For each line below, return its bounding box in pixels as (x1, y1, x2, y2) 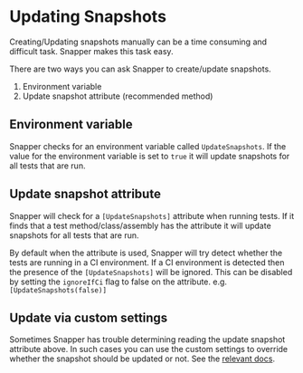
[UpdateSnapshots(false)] (9, 285, 107, 295)
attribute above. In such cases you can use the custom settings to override (9, 344, 289, 355)
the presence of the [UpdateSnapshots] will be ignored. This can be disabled (9, 266, 293, 277)
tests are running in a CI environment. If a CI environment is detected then (9, 256, 285, 268)
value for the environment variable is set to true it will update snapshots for (9, 150, 290, 161)
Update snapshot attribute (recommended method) (22, 91, 213, 101)
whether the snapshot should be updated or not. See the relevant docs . (9, 353, 276, 364)
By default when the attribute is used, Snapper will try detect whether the (9, 247, 283, 258)
